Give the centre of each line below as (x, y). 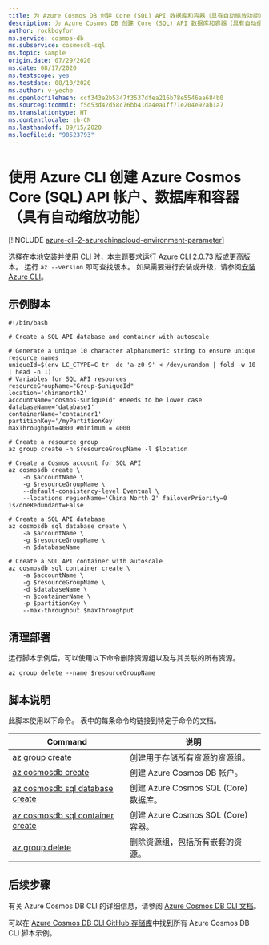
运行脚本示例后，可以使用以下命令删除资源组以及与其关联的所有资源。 (124, 658)
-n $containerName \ (57, 597)
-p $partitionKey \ (55, 604)
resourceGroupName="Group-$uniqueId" (71, 386)
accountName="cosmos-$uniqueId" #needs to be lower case (105, 400)
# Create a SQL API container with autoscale (85, 562)
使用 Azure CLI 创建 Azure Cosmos (125, 177)
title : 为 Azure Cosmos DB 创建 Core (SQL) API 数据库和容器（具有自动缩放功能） (137, 16)
